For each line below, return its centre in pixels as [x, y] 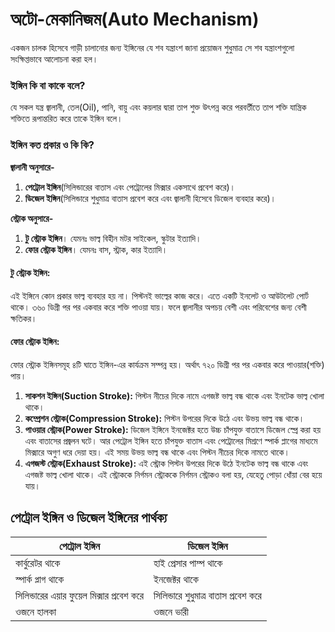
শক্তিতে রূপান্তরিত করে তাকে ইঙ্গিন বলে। [66, 119]
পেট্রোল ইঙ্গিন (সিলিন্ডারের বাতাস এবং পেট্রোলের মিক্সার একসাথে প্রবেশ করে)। [130, 187]
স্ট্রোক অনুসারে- [32, 218]
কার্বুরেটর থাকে [38, 563]
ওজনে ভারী [171, 611]
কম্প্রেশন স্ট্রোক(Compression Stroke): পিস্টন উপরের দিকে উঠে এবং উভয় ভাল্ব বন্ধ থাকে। [164, 418]
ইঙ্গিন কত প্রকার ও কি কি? [52, 145]
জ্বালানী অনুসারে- [32, 167]
